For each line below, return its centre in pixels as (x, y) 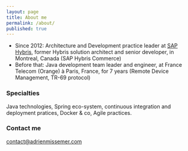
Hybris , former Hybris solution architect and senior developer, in (94, 52)
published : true (26, 29)
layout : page (23, 12)
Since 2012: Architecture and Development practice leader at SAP (96, 46)
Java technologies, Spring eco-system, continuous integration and (89, 106)
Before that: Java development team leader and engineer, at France (98, 65)
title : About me (26, 17)
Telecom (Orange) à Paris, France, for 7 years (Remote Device (92, 71)
